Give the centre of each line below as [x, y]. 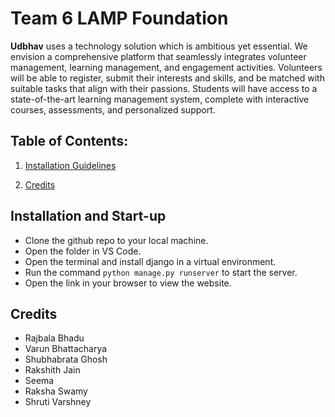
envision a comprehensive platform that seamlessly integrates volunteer [158, 56]
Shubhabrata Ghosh [66, 359]
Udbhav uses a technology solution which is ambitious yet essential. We [159, 46]
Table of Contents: [69, 141]
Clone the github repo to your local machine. [116, 240]
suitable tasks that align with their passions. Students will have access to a [164, 88]
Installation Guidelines [70, 165]
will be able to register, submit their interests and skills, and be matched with [167, 78]
